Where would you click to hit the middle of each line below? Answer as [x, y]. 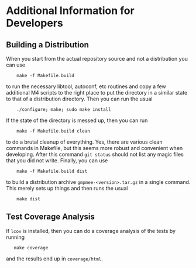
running [16, 237]
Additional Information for [70, 11]
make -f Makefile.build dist [52, 171]
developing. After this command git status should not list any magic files [95, 154]
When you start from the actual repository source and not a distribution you [97, 59]
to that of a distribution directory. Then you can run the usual [80, 99]
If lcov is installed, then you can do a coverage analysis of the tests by [91, 231]
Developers [35, 23]
